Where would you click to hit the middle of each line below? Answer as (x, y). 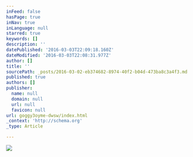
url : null (23, 104)
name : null (25, 93)
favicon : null (28, 110)
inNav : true (21, 22)
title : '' (18, 66)
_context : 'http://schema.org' (44, 121)
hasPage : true (23, 17)
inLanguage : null (27, 28)
